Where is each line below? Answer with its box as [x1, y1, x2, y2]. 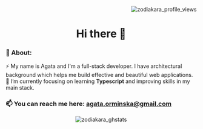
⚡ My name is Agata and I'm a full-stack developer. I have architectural [5, 62, 182, 70]
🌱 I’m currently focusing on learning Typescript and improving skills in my [5, 78, 190, 85]
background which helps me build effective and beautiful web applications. [5, 71, 193, 79]
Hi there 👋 [76, 27, 127, 41]
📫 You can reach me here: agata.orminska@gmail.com [5, 100, 172, 108]
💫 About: [5, 48, 32, 57]
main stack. [5, 84, 35, 91]
